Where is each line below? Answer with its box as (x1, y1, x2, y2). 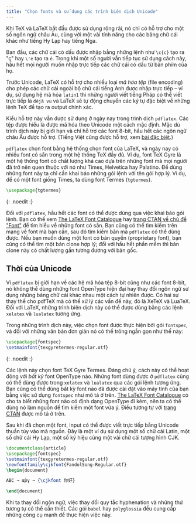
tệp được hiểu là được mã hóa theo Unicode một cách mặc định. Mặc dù (6, 121, 180, 128)
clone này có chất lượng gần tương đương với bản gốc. (6, 247, 138, 254)
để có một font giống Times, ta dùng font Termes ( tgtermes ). (6, 176, 152, 183)
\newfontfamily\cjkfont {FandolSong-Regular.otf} (6, 461, 127, 468)
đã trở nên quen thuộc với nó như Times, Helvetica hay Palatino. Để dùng (6, 164, 183, 171)
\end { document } (6, 488, 43, 494)
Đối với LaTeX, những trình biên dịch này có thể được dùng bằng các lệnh (6, 304, 183, 311)
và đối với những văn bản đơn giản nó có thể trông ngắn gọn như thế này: (6, 328, 183, 335)
